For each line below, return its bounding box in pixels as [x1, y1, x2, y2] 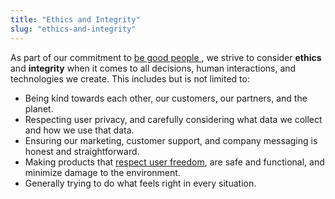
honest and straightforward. [24, 145, 140, 157]
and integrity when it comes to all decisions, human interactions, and [10, 62, 297, 74]
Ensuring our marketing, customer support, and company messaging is [24, 134, 318, 146]
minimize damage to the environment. [24, 166, 181, 178]
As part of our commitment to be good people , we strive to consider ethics [10, 51, 322, 63]
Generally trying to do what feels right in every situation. [24, 177, 257, 189]
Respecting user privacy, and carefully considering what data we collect [24, 113, 323, 125]
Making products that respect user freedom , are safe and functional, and [24, 156, 325, 168]
